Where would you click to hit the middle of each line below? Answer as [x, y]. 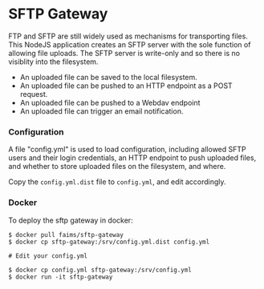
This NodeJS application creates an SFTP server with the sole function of [130, 44]
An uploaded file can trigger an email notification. [102, 111]
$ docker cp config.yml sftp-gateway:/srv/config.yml [100, 270]
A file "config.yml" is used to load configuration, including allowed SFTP [127, 150]
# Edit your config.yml [48, 256]
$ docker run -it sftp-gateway [61, 277]
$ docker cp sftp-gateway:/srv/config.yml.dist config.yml [109, 242]
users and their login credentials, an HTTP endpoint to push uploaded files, [132, 158]
